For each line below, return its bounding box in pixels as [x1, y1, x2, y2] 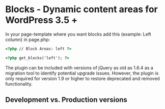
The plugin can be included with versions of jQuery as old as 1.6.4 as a [5, 64, 154, 70]
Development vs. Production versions [5, 95, 127, 104]
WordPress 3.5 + [5, 14, 78, 26]
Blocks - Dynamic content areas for [5, 4, 158, 15]
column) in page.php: [5, 37, 50, 43]
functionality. [5, 81, 33, 87]
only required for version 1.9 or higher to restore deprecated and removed [5, 75, 160, 82]
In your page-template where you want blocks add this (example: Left [5, 31, 151, 37]
